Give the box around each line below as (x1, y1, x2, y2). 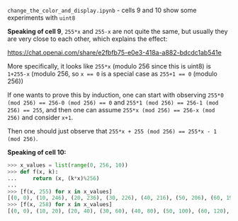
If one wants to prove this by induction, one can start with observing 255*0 (7, 91, 225, 99)
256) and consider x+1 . (7, 113, 74, 121)
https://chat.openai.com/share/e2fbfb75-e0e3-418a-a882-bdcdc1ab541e (7, 49, 222, 56)
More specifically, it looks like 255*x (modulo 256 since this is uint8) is (7, 62, 211, 70)
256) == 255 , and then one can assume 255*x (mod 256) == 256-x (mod (7, 106, 215, 114)
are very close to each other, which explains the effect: (7, 35, 168, 43)
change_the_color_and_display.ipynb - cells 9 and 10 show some (7, 6, 197, 14)
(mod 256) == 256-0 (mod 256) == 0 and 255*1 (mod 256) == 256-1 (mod (7, 98, 219, 107)
